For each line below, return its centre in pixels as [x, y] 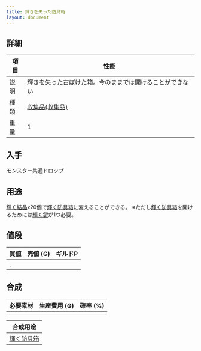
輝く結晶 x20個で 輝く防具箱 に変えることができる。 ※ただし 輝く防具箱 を [95, 207]
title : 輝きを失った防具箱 [36, 12]
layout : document [28, 17]
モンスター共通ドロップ [35, 171]
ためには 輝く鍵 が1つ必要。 [44, 215]
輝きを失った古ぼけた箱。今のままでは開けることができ [105, 82]
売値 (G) [39, 254]
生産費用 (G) [57, 305]
